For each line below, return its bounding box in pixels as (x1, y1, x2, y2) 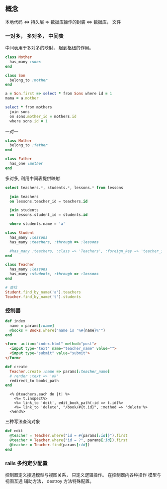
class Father (5, 156, 32, 162)
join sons (9, 109, 30, 114)
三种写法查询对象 (5, 418, 40, 424)
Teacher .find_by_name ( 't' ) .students (5, 294, 81, 299)
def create (5, 364, 28, 369)
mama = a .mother (5, 96, 39, 101)
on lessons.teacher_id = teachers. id (9, 198, 88, 204)
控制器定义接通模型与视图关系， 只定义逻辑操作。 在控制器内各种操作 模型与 (5, 472, 162, 478)
